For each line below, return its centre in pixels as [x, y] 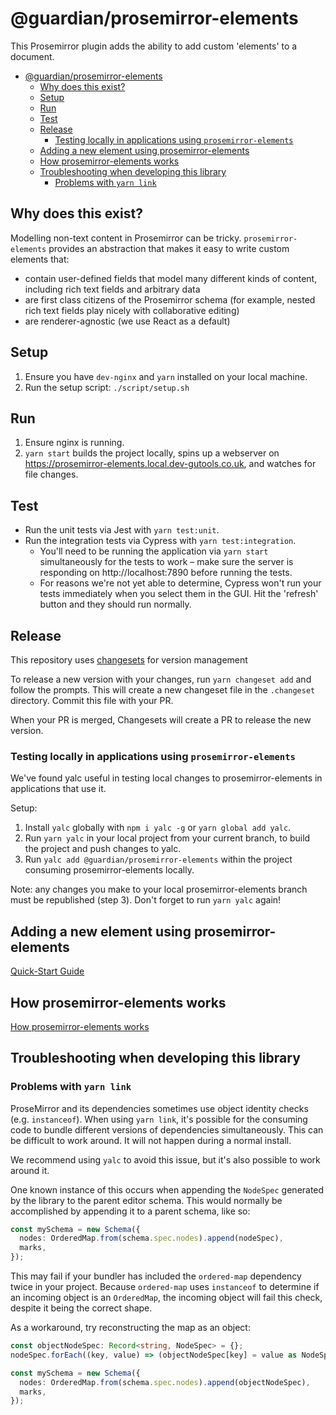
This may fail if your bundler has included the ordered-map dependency [156, 1276]
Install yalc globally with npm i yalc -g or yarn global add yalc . [158, 828]
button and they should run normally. [115, 604]
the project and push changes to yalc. [103, 849]
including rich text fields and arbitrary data [112, 289]
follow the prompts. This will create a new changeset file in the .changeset [163, 690]
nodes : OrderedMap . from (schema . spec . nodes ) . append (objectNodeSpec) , [165, 1382]
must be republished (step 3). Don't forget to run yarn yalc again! [146, 900]
